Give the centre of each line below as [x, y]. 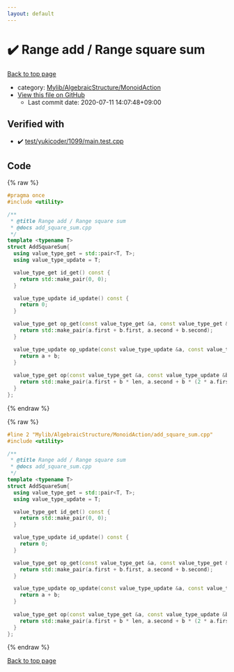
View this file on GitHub [51, 94]
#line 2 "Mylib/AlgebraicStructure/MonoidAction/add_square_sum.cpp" [110, 434]
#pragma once [26, 196]
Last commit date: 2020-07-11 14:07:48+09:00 [94, 102]
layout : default [31, 14]
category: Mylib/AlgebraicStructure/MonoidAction [89, 87]
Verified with [36, 124]
